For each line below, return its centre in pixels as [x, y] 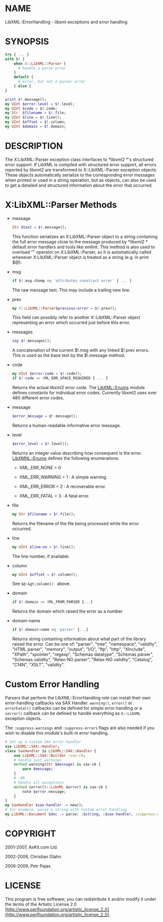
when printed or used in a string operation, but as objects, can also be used [81, 180]
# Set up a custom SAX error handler [43, 742]
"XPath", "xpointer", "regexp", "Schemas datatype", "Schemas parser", [83, 654]
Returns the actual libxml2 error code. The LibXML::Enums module [78, 387]
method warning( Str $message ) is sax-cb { [57, 765]
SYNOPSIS [27, 42]
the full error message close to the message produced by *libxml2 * [80, 241]
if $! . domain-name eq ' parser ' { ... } [50, 630]
